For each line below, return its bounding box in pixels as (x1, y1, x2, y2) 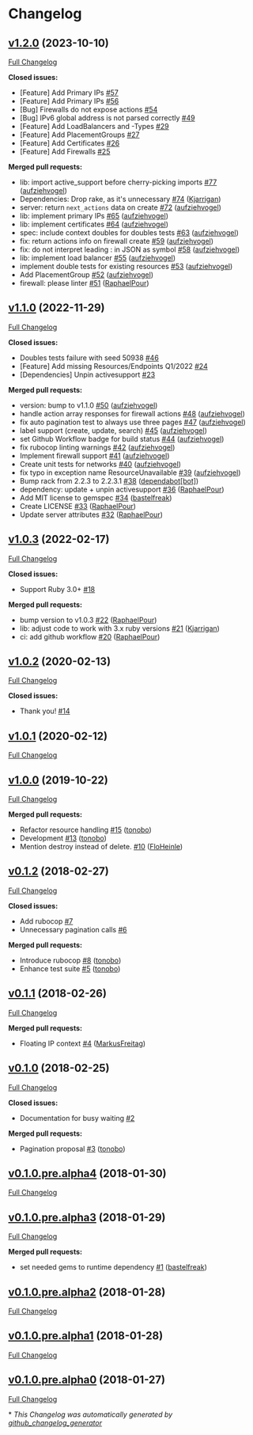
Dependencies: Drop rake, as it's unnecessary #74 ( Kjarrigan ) (19, 195, 221, 203)
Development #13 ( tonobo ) (19, 833, 107, 843)
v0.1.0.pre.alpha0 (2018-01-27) (8, 1373, 166, 1387)
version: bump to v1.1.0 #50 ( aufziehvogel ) (19, 401, 158, 410)
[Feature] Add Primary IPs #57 (19, 88, 119, 97)
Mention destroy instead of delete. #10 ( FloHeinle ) (19, 842, 183, 852)
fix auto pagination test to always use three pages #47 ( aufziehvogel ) (19, 417, 247, 427)
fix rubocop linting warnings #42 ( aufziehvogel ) (19, 442, 176, 452)
